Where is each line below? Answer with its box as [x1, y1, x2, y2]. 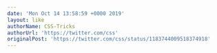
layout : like [7, 17, 45, 23]
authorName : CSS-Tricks [7, 23, 76, 30]
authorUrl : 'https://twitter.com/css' [7, 29, 118, 36]
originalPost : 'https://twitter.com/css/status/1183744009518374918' [7, 36, 211, 43]
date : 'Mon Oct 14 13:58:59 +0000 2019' [7, 10, 125, 17]
